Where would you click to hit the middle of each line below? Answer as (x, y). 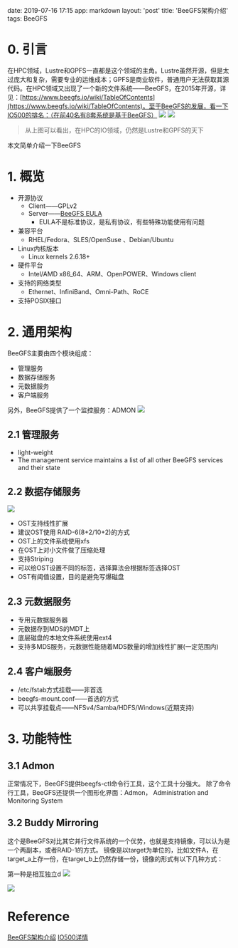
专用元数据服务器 (43, 620)
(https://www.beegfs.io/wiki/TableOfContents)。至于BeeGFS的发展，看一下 (118, 106)
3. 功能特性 (40, 739)
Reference (38, 917)
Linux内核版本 (38, 249)
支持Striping (35, 559)
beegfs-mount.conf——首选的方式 (68, 699)
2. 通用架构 (40, 332)
